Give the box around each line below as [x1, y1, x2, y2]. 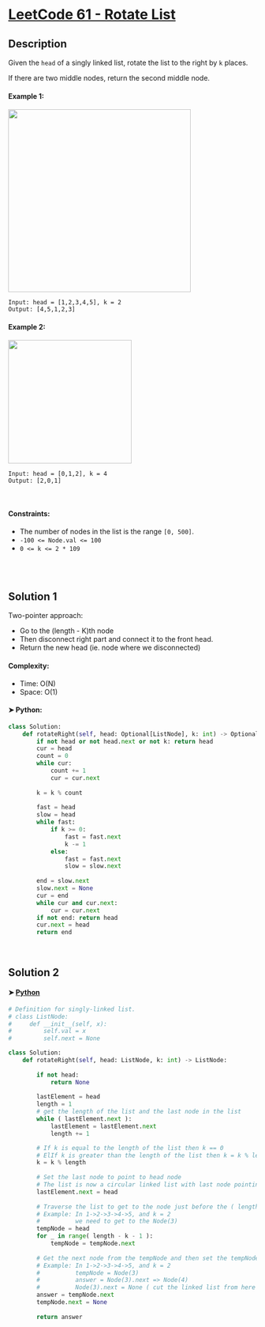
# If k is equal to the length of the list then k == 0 [36, 1144, 224, 1152]
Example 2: [8, 322, 46, 331]
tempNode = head [36, 1225, 90, 1233]
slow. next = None [36, 884, 93, 892]
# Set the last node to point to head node [36, 1174, 181, 1182]
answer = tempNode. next [36, 1291, 114, 1299]
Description [8, 37, 67, 51]
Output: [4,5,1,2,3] [8, 306, 77, 314]
